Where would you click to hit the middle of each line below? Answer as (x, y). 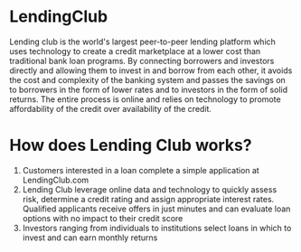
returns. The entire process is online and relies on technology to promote (146, 99)
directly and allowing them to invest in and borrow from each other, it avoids (151, 70)
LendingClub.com (56, 180)
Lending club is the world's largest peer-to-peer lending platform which (142, 42)
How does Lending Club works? (131, 145)
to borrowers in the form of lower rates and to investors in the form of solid (148, 89)
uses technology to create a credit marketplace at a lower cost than (135, 51)
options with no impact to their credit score (103, 218)
